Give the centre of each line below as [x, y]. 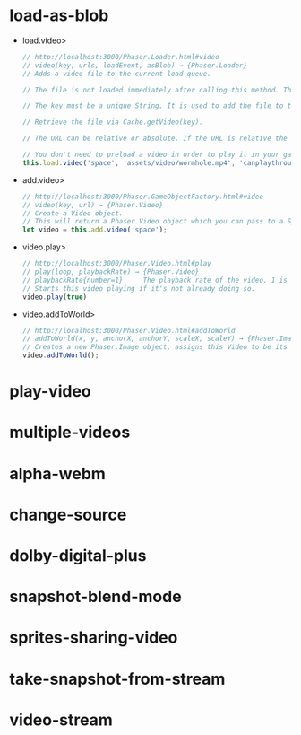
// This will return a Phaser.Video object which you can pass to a [153, 222]
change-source [68, 515]
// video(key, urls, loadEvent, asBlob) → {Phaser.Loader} [135, 65]
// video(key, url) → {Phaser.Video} [93, 205]
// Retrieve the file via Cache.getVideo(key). [112, 122]
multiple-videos [70, 433]
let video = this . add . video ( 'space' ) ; [95, 230]
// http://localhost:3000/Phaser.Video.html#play [117, 264]
